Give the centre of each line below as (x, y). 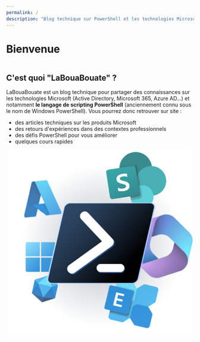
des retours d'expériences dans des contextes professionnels (90, 129)
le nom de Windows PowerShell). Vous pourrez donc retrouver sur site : (94, 111)
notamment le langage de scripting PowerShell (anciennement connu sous (99, 105)
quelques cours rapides (44, 142)
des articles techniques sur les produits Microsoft (76, 123)
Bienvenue (33, 49)
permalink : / (22, 12)
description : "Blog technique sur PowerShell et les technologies (90, 19)
